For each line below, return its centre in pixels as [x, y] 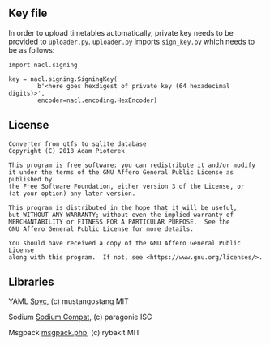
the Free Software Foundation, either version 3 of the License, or [126, 186]
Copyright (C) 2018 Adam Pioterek [67, 151]
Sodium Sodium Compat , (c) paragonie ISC [80, 317]
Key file [28, 13]
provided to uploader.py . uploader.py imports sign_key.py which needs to [132, 41]
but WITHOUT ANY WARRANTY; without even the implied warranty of [121, 215]
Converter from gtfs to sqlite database [78, 144]
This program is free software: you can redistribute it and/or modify [132, 165]
